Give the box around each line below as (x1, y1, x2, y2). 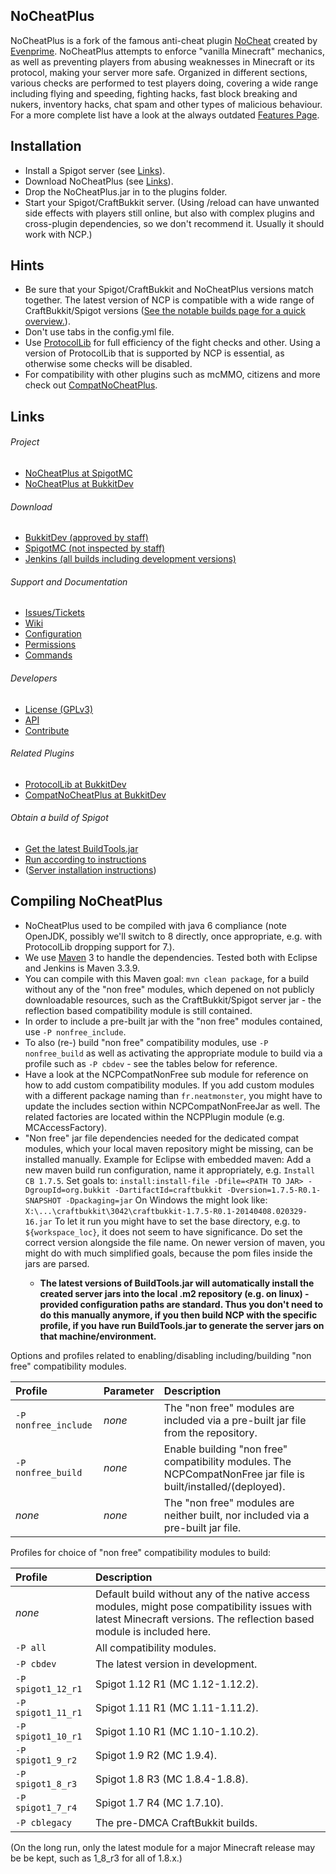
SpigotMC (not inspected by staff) (24, 542, 166, 554)
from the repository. (163, 1425, 258, 1439)
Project (10, 436, 40, 448)
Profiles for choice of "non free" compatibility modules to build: (10, 1546, 272, 1558)
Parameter (103, 1384, 155, 1398)
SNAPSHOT (24, 1195, 62, 1206)
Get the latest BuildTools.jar (24, 843, 139, 855)
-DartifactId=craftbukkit (114, 1185, 223, 1195)
